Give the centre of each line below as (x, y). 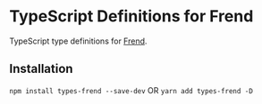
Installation (41, 69)
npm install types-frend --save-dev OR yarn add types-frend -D (131, 90)
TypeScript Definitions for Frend (131, 16)
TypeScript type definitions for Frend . (78, 41)
